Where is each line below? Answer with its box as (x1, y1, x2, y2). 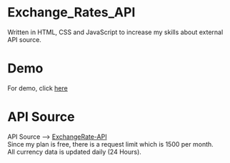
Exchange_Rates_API (7, 4, 136, 21)
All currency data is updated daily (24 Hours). (7, 147, 141, 156)
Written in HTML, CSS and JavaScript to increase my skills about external (7, 28, 224, 36)
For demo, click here (7, 83, 68, 93)
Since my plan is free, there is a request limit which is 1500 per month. (7, 140, 214, 148)
